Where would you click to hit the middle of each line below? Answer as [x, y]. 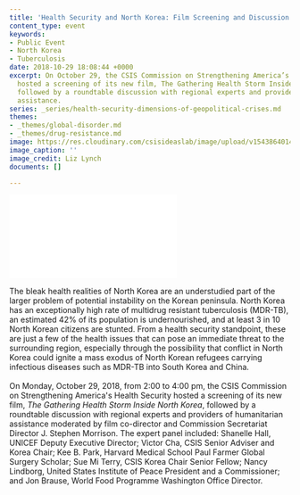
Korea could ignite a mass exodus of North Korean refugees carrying [136, 358]
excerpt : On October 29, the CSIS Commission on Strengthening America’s [150, 76]
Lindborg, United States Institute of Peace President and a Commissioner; [145, 471]
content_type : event [48, 26]
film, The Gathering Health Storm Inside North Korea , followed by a [133, 405]
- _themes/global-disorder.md [66, 126]
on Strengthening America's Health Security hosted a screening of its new [146, 396]
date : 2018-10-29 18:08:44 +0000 [71, 68]
